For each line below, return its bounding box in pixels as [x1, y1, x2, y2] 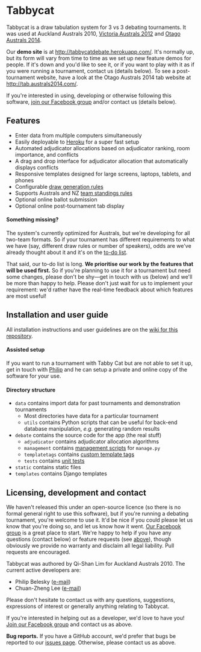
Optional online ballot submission [14, 195, 97, 203]
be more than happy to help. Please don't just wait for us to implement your [6, 279, 193, 286]
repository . [6, 332, 33, 340]
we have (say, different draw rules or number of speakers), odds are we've [6, 242, 191, 249]
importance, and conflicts [14, 151, 79, 158]
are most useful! [6, 292, 47, 299]
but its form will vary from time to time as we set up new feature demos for [6, 54, 191, 62]
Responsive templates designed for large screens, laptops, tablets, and [14, 170, 191, 177]
